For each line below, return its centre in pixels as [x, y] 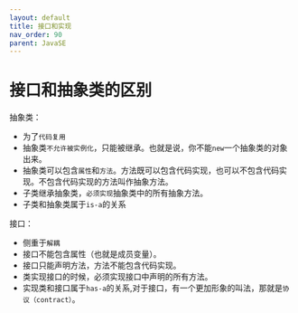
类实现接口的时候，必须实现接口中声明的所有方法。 [117, 277]
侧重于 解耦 [41, 243]
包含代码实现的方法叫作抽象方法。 [110, 182]
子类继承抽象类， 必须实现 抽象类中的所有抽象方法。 [115, 193]
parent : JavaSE [38, 43]
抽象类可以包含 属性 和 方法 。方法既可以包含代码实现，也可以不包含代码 [151, 171]
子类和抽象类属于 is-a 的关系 [74, 204]
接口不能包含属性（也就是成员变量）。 [92, 254]
